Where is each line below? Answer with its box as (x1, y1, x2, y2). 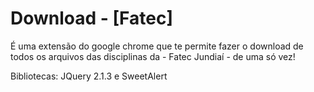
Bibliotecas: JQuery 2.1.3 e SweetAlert (10, 70, 168, 82)
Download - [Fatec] (10, 7, 174, 30)
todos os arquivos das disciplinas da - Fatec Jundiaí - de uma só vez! (10, 50, 296, 62)
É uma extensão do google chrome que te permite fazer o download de (10, 40, 304, 52)
